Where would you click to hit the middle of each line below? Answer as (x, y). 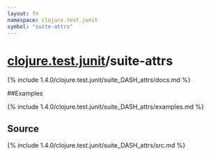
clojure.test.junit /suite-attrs (90, 61)
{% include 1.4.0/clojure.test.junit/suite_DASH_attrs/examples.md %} (105, 107)
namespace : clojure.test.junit (53, 20)
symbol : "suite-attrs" (40, 26)
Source (23, 129)
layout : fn (23, 14)
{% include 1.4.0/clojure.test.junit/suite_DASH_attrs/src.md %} (96, 146)
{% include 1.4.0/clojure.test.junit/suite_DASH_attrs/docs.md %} (99, 80)
